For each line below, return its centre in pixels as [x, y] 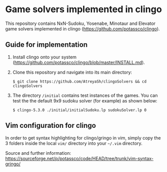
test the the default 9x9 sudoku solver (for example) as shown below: [85, 100]
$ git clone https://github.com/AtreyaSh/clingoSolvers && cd [79, 81]
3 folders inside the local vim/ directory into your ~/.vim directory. [74, 143]
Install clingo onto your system [45, 57]
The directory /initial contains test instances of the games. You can [85, 95]
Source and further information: [38, 153]
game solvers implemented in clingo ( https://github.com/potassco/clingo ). [83, 28]
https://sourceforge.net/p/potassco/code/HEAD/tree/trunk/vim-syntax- [79, 158]
